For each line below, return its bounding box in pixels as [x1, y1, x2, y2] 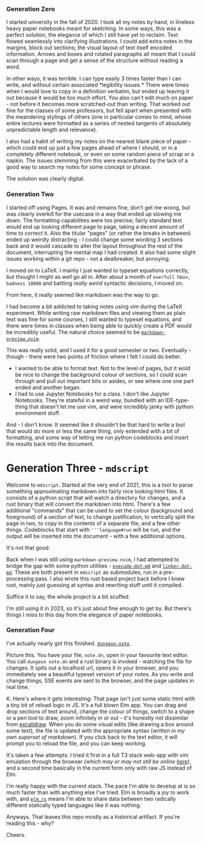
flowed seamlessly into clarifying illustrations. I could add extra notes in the [6, 38, 193, 45]
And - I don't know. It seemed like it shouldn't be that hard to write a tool [6, 421, 185, 428]
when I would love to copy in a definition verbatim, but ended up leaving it [6, 88, 189, 95]
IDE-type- [165, 396, 190, 403]
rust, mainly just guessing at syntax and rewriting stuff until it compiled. [6, 581, 183, 588]
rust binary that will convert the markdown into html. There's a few [6, 500, 171, 508]
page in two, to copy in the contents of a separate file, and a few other [6, 520, 180, 527]
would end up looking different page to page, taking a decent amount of [6, 223, 185, 230]
